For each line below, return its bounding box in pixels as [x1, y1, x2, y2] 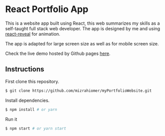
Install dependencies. [5, 97, 50, 103]
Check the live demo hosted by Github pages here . [5, 50, 111, 56]
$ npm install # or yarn [5, 107, 57, 112]
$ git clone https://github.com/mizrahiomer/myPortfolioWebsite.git [5, 88, 152, 93]
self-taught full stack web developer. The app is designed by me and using [5, 25, 160, 31]
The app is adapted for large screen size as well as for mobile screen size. [5, 40, 159, 46]
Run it [5, 116, 18, 122]
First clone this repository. [5, 78, 59, 84]
